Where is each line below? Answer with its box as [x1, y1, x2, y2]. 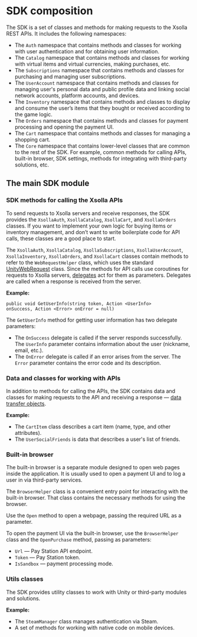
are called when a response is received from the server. [6, 277, 142, 285]
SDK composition [6, 4, 93, 18]
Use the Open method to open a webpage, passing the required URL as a [6, 512, 182, 519]
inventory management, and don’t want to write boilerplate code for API [6, 228, 180, 235]
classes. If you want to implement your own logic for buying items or [6, 222, 173, 229]
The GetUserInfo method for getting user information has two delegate [6, 316, 178, 324]
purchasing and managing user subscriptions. [14, 73, 127, 80]
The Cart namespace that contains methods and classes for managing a [14, 129, 191, 137]
